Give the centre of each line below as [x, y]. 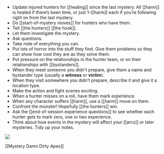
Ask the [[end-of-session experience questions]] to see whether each [83, 112]
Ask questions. [27, 38]
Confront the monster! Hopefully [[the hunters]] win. [65, 106]
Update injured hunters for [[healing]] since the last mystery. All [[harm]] [86, 7]
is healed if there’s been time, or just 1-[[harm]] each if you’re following [84, 12]
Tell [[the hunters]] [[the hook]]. [45, 28]
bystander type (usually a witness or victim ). [58, 75]
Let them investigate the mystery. [46, 33]
